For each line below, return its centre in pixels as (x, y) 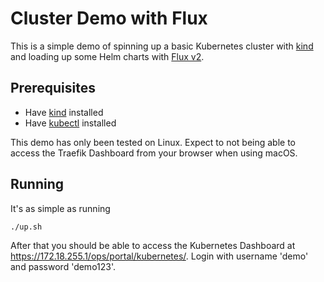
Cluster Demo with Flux (109, 18)
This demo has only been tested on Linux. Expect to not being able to (153, 142)
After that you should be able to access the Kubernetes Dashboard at (153, 245)
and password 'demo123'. (63, 266)
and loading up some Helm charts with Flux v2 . (107, 56)
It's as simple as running (60, 208)
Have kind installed (64, 112)
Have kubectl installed (70, 123)
